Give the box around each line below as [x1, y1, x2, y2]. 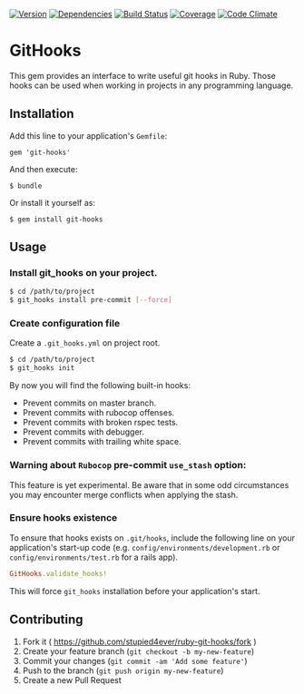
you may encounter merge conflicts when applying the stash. [9, 489, 239, 500]
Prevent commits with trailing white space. [22, 436, 181, 447]
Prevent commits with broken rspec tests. [22, 417, 179, 428]
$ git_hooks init [9, 364, 75, 373]
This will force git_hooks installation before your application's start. [9, 585, 260, 596]
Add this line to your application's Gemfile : [9, 130, 168, 141]
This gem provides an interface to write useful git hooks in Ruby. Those [9, 70, 277, 81]
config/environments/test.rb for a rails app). [9, 552, 179, 562]
